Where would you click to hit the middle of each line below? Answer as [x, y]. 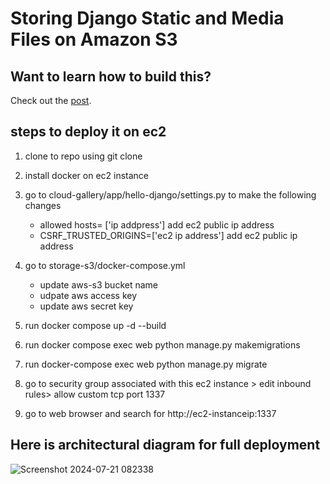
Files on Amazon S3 [94, 39]
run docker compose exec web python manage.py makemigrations [162, 344]
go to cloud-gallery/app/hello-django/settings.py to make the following [170, 194]
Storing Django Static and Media [147, 18]
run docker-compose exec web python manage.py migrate [146, 364]
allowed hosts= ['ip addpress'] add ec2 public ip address [157, 224]
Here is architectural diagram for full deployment [165, 445]
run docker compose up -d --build [95, 325]
